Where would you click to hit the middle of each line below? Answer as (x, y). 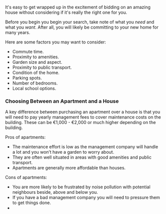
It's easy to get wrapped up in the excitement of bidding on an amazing (78, 7)
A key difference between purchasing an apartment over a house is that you (83, 112)
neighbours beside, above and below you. (55, 192)
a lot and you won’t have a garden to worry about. (63, 152)
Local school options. (34, 88)
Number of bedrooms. (35, 83)
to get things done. (31, 203)
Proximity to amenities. (36, 57)
